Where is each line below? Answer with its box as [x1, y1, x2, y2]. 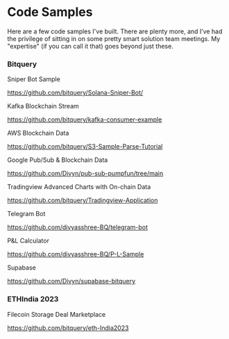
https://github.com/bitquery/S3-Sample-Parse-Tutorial [7, 142, 163, 151]
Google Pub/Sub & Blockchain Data [7, 156, 108, 164]
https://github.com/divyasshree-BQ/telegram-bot [7, 223, 148, 231]
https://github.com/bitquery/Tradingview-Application [7, 196, 158, 205]
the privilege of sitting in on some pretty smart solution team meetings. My [7, 34, 221, 42]
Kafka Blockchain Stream [7, 102, 80, 110]
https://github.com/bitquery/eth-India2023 [7, 324, 129, 332]
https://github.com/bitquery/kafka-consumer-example [7, 115, 162, 124]
